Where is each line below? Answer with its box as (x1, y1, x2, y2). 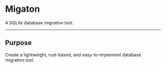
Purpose (5, 38, 32, 47)
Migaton (5, 3, 41, 15)
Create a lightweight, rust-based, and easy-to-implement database (5, 52, 142, 58)
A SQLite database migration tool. (5, 20, 74, 26)
